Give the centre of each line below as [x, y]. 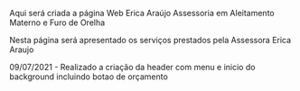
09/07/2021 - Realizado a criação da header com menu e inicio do [132, 67]
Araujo [22, 50]
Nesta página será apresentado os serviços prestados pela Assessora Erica [150, 40]
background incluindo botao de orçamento [89, 77]
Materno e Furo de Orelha [57, 23]
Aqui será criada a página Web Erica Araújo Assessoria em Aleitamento [142, 13]
